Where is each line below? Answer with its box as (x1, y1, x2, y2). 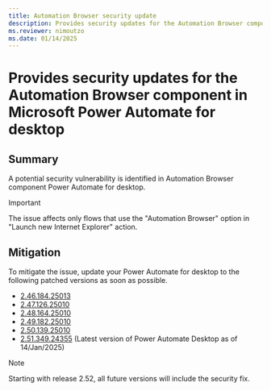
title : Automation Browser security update (8, 11, 157, 20)
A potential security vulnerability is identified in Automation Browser (8, 174, 234, 184)
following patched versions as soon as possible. (8, 276, 168, 285)
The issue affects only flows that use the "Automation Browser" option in (8, 214, 250, 223)
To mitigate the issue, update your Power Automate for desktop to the (8, 267, 240, 277)
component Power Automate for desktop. (8, 182, 146, 192)
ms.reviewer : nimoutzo (8, 27, 85, 35)
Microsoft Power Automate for (8, 103, 216, 122)
